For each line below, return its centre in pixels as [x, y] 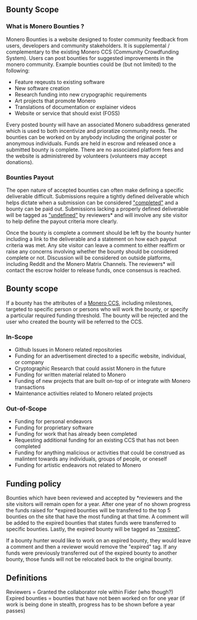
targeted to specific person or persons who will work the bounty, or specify [97, 309]
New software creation [42, 88]
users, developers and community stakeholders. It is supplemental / [88, 45]
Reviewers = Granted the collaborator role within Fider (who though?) [90, 592]
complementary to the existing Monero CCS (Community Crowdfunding [92, 52]
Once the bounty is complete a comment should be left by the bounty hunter [98, 232]
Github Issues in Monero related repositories [68, 350]
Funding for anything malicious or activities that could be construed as [100, 453]
